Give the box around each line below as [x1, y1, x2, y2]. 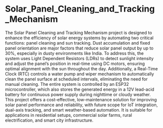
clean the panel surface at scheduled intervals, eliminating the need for [5, 76, 148, 82]
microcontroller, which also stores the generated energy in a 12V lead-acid [5, 86, 155, 92]
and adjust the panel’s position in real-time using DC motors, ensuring [5, 61, 145, 66]
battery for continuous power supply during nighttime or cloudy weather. [5, 91, 151, 97]
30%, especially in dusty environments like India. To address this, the [5, 50, 144, 56]
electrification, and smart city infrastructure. [5, 117, 94, 123]
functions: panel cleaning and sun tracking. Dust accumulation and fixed [5, 40, 150, 46]
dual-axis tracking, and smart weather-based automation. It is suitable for [5, 107, 152, 112]
